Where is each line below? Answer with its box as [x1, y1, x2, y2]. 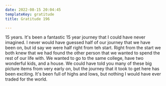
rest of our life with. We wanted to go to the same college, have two [5, 55, 144, 61]
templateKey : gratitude [5, 12, 55, 17]
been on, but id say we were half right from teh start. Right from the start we [5, 45, 161, 51]
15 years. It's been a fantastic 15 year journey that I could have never [5, 34, 146, 40]
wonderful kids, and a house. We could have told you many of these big [5, 60, 152, 67]
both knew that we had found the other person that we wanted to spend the [5, 50, 160, 56]
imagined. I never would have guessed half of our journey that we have [5, 40, 151, 45]
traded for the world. [5, 76, 48, 82]
